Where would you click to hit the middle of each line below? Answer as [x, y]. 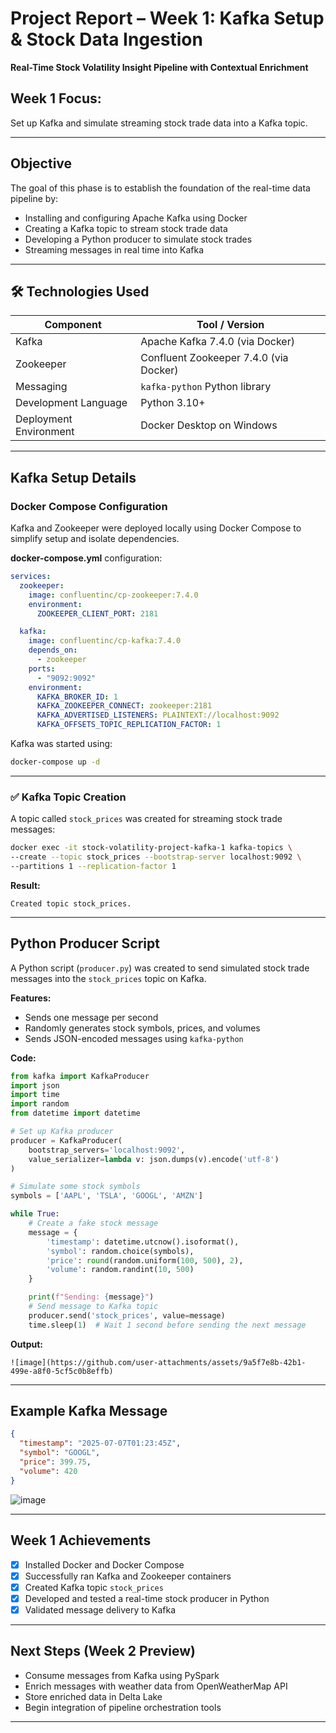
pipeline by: [34, 198]
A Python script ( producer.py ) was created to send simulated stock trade [160, 968]
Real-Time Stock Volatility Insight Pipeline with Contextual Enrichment [159, 67]
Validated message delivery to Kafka [100, 1609]
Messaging [41, 387]
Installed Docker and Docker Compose [104, 1564]
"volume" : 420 [48, 1471]
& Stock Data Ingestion [106, 39]
